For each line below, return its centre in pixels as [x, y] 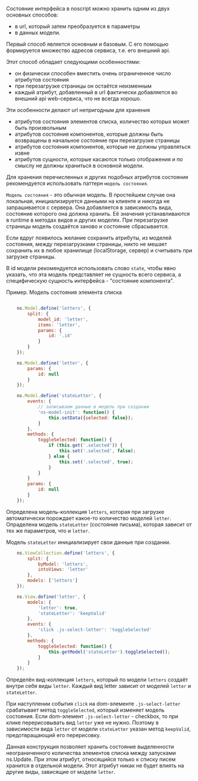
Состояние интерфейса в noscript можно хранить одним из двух [88, 9]
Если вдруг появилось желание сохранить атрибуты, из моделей [89, 238]
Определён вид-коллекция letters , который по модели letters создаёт [97, 680]
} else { [59, 456]
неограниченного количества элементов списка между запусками [91, 753]
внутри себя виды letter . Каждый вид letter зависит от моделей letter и [98, 686]
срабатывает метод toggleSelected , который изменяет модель [85, 710]
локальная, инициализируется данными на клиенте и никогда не [88, 201]
